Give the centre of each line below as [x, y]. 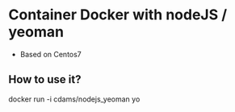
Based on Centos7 [51, 54]
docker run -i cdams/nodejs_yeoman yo [74, 99]
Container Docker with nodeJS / [118, 15]
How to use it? [45, 79]
